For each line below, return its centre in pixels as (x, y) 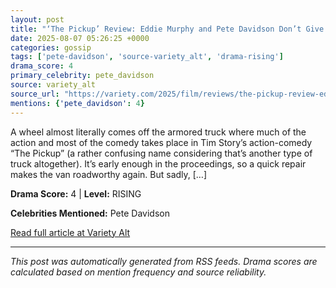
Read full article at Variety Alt (70, 232)
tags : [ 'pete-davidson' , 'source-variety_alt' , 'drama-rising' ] (147, 57)
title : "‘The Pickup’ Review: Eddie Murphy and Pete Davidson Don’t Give (167, 29)
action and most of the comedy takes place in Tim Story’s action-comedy (161, 142)
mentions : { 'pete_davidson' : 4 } (77, 103)
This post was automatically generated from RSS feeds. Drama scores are (164, 261)
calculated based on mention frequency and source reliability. (138, 272)
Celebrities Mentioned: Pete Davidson (90, 213)
